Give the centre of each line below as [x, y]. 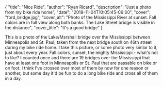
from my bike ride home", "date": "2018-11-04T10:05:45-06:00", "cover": [78, 12]
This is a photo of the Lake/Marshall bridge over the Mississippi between [78, 37]
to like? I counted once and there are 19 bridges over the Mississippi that [78, 58]
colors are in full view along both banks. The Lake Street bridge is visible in [80, 22]
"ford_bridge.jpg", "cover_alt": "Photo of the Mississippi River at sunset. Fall [81, 17]
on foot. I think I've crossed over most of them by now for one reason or [77, 68]
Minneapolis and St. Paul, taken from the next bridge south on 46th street [78, 42]
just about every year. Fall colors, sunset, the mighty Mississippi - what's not [81, 52]
